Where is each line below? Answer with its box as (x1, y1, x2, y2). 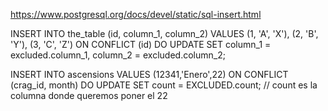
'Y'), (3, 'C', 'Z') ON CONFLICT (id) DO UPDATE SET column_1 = (10, 39, 272, 50)
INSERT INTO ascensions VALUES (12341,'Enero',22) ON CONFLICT (10, 69, 289, 80)
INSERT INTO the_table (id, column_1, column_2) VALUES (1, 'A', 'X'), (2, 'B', (10, 28, 319, 39)
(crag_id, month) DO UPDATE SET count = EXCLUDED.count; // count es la (10, 79, 318, 91)
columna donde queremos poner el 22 (10, 90, 168, 101)
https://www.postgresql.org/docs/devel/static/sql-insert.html (10, 9, 262, 20)
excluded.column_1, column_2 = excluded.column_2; (10, 49, 226, 61)
